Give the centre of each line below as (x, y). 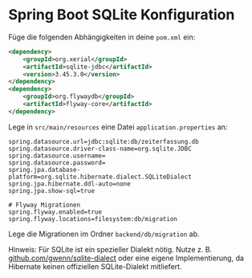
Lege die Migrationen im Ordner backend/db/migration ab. (104, 234)
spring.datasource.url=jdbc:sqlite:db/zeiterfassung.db (104, 141)
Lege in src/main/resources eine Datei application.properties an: (118, 127)
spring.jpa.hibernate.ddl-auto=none (69, 184)
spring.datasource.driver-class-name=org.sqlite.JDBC (100, 149)
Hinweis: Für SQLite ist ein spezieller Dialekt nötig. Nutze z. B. (110, 249)
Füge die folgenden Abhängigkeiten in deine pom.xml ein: (102, 37)
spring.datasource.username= (57, 155)
